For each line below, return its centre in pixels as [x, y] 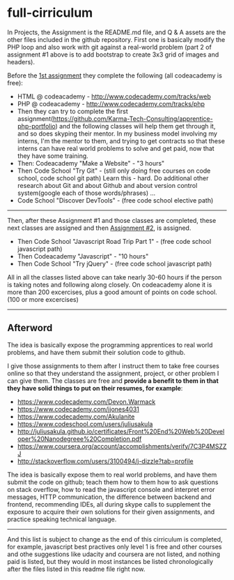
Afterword [30, 328]
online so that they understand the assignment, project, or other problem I [113, 373]
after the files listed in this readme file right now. [76, 569]
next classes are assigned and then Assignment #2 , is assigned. [99, 228]
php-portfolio [36, 126]
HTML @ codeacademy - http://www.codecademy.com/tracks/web [114, 96]
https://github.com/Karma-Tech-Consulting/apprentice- [133, 118]
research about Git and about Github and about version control [107, 185]
